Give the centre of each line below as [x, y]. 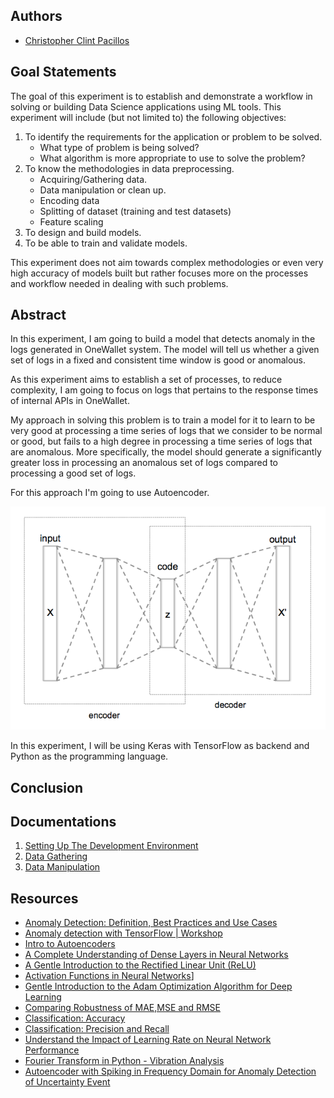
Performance [52, 1050]
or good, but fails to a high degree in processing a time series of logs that [161, 441]
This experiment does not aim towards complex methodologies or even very [167, 262]
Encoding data [69, 200]
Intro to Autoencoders [70, 944]
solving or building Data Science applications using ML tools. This [146, 106]
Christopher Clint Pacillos [77, 40]
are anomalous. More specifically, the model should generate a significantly [166, 452]
